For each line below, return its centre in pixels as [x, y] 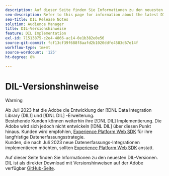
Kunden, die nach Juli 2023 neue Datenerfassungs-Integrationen [72, 143]
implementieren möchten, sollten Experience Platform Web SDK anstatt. [80, 148]
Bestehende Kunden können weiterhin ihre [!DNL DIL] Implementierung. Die [83, 121]
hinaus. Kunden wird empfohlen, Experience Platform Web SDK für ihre [79, 131]
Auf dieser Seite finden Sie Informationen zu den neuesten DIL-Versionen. [82, 158]
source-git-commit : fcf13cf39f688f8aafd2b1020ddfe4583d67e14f [72, 43]
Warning [14, 100]
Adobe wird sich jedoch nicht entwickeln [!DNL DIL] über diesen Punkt [78, 126]
